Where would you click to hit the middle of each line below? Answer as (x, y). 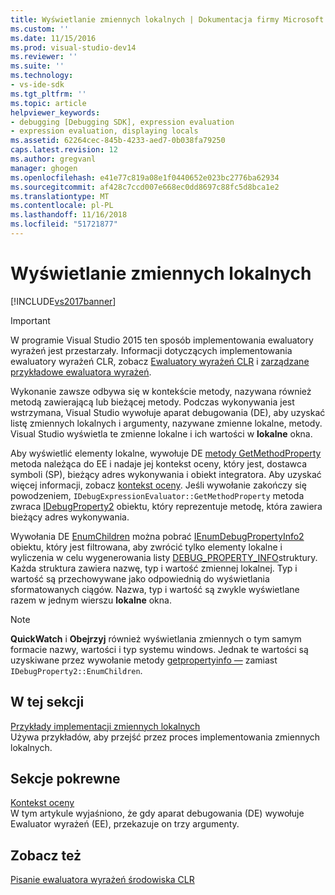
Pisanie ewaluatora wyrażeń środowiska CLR (102, 880)
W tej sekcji (47, 702)
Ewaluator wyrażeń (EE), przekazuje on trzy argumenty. (125, 824)
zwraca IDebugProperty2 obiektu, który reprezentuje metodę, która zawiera (166, 506)
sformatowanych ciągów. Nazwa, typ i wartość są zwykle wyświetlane (155, 589)
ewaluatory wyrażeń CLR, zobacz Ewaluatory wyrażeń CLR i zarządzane (160, 361)
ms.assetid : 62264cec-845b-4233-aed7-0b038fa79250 (118, 141)
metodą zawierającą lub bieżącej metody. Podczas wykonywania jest (152, 402)
